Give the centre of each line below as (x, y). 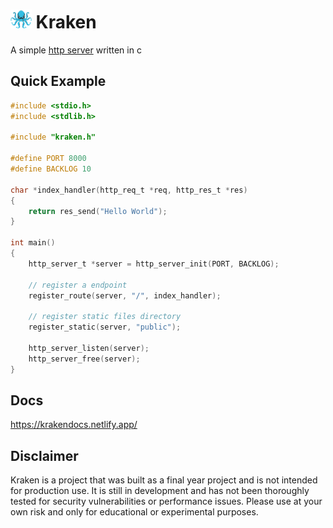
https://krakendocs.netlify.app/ (74, 425)
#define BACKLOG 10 (51, 169)
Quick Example (58, 81)
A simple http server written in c (76, 50)
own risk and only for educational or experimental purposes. (134, 512)
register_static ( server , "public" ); (105, 327)
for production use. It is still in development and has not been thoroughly (160, 491)
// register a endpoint (78, 285)
